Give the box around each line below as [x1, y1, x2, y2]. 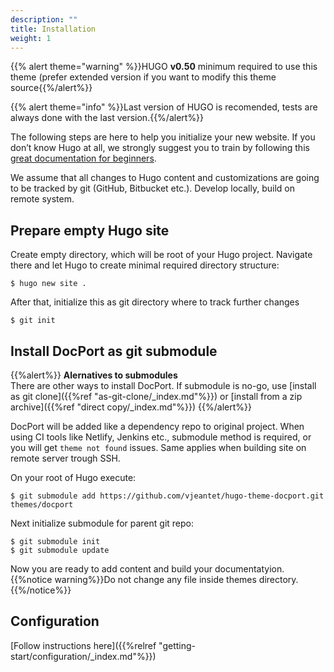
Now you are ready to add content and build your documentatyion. [10, 563, 285, 575]
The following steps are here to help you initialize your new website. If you [10, 131, 316, 143]
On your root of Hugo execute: [10, 472, 137, 483]
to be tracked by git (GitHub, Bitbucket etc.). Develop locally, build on [10, 182, 295, 195]
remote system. [10, 193, 75, 205]
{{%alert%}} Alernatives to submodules [10, 369, 178, 381]
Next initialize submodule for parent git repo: [10, 517, 194, 529]
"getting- [158, 639, 197, 651]
